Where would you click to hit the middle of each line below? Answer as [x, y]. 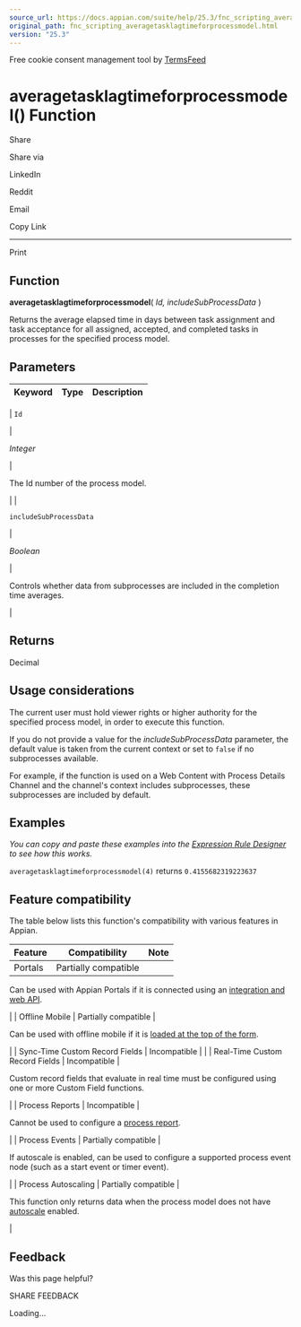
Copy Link [28, 227]
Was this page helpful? [52, 1278]
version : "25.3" [39, 34]
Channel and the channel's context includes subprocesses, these [130, 785]
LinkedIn [25, 175]
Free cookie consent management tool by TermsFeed [107, 60]
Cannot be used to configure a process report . [95, 1123]
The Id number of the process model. [78, 483]
